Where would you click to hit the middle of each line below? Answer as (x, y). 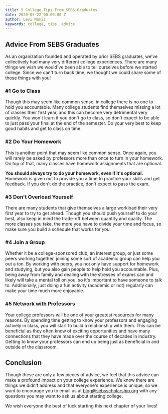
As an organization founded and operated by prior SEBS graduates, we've (81, 56)
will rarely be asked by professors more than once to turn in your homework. (84, 158)
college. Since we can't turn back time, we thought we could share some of (83, 73)
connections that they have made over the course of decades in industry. (81, 336)
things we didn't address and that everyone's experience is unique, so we (81, 385)
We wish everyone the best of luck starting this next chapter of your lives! (81, 406)
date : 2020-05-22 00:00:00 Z (36, 15)
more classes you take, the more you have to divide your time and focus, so (83, 224)
